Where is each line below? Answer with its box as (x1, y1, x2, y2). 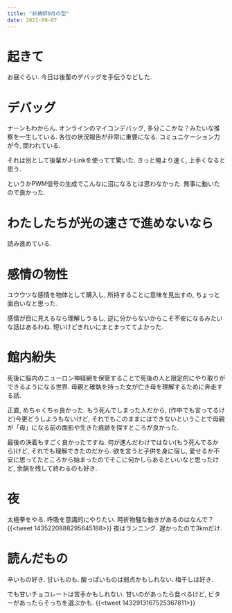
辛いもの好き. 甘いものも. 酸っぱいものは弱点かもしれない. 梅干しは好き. (7, 576, 213, 584)
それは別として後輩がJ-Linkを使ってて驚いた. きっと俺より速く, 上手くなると (7, 156, 226, 165)
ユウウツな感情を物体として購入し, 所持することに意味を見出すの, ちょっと (7, 291, 220, 299)
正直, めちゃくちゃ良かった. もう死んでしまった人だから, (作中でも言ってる (7, 406, 220, 414)
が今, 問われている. (7, 142, 61, 150)
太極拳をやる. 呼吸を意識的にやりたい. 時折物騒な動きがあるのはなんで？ (7, 515, 215, 524)
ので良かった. (7, 188, 46, 196)
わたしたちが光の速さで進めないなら (7, 215, 214, 231)
